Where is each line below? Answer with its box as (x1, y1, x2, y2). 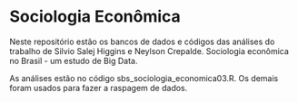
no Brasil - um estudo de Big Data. (9, 55, 138, 66)
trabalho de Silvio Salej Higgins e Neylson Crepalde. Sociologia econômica (9, 45, 289, 56)
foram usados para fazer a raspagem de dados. (9, 82, 188, 93)
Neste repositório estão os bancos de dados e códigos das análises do (9, 36, 275, 47)
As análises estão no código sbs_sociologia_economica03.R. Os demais (9, 72, 279, 83)
